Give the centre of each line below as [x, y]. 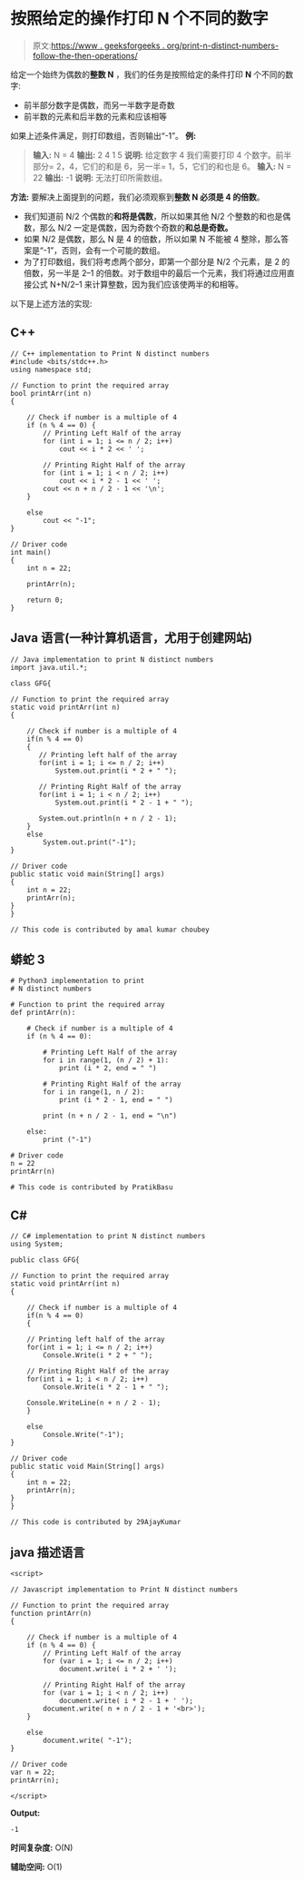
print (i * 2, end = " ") [108, 1069]
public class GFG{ [45, 1260]
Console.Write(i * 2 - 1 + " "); [106, 1387]
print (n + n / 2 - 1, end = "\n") [110, 1116]
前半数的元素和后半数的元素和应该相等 [95, 116]
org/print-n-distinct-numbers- [223, 45]
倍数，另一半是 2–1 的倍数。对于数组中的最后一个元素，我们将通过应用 [155, 272]
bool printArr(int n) [51, 393]
